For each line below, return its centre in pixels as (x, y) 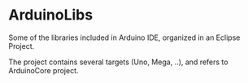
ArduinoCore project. (44, 70)
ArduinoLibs (51, 15)
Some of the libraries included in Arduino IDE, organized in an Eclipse (124, 37)
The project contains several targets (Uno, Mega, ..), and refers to (118, 62)
